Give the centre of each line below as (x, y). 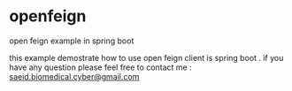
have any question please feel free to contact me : (100, 67)
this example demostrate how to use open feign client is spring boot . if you (146, 57)
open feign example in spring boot (72, 41)
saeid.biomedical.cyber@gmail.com (74, 76)
